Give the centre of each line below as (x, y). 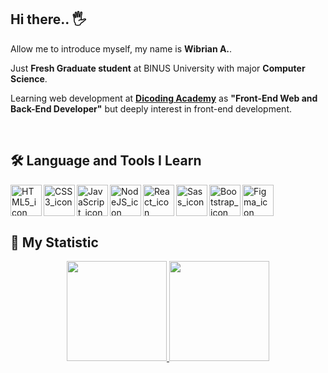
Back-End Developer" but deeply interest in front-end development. (151, 108)
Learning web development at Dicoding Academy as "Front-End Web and (164, 98)
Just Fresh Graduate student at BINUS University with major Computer (158, 68)
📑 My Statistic (54, 242)
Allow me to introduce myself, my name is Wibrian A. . (121, 48)
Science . (29, 78)
